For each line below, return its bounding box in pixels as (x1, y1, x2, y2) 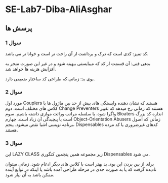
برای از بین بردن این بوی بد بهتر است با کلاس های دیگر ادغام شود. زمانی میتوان (5, 161, 154, 167)
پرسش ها (5, 24, 32, 33)
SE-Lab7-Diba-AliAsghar (5, 4, 112, 15)
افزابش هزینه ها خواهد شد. (5, 66, 56, 72)
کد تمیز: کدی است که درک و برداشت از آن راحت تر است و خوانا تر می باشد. (5, 50, 149, 56)
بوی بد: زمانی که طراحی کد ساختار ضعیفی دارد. (5, 75, 95, 82)
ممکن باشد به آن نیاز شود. (5, 172, 55, 178)
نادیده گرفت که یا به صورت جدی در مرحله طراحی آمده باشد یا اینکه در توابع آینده (5, 166, 157, 172)
